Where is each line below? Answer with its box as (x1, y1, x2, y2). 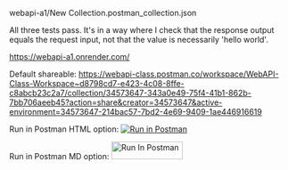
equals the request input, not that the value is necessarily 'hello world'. (9, 35, 269, 45)
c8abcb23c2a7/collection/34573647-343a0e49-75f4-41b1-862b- (9, 88, 252, 98)
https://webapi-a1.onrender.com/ (9, 52, 130, 61)
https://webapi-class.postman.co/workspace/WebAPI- (78, 69, 279, 79)
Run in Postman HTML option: (9, 124, 119, 134)
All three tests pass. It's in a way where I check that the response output (9, 25, 275, 35)
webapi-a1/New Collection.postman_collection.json (9, 8, 197, 18)
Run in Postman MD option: (9, 151, 110, 161)
